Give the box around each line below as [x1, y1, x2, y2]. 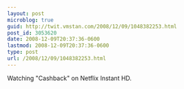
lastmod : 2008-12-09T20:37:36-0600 [7, 42, 110, 49]
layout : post [7, 10, 45, 17]
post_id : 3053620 [7, 29, 57, 37]
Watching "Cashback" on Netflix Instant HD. [7, 74, 132, 82]
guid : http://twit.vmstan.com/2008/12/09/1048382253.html [7, 23, 177, 30]
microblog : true [7, 17, 54, 23]
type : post [7, 49, 39, 56]
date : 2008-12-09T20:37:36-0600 [7, 36, 100, 43]
